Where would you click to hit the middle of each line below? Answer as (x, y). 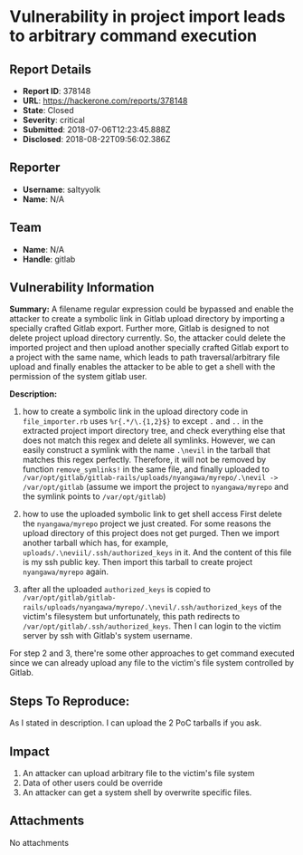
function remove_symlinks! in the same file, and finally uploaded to (146, 469)
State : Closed (48, 110)
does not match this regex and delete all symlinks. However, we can (149, 440)
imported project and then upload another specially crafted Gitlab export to (149, 348)
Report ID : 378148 (57, 91)
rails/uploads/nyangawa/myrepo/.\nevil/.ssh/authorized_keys (140, 608)
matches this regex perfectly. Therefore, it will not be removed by (144, 460)
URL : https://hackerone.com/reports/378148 (105, 101)
